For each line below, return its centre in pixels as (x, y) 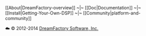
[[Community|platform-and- (112, 13)
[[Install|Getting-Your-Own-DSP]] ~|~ (44, 13)
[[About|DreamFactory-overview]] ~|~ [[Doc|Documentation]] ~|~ (73, 8)
